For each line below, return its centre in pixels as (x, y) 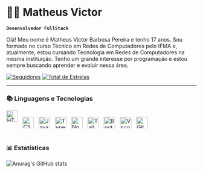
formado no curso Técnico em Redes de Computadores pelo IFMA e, (92, 46)
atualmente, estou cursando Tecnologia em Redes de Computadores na (96, 52)
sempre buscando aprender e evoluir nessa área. (67, 65)
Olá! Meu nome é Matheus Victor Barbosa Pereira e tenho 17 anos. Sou (95, 39)
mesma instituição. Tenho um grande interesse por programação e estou (97, 58)
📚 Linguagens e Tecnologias (50, 98)
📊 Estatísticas (28, 148)
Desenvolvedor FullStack (37, 28)
